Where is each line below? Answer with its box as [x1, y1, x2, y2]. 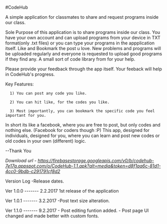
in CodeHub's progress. [5, 71, 55, 77]
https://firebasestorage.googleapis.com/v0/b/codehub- [37, 158, 154, 163]
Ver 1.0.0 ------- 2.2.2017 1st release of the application [5, 188, 119, 194]
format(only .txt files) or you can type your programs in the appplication [5, 40, 155, 46]
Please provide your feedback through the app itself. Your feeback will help [5, 66, 162, 72]
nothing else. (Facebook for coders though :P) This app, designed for [5, 127, 150, 133]
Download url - [5, 158, 37, 163]
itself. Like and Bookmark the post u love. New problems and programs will [5, 46, 161, 51]
